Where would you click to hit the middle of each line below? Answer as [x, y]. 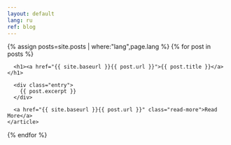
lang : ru [20, 20]
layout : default [31, 14]
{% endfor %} [27, 135]
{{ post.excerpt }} [48, 92]
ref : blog [22, 27]
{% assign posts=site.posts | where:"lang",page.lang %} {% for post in [109, 47]
